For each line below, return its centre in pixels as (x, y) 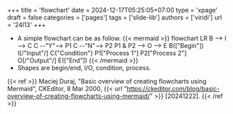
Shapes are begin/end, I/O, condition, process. (84, 68)
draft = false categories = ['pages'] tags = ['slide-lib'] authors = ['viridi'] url (115, 17)
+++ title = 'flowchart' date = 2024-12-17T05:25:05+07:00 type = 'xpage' (112, 10)
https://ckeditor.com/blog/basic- (173, 89)
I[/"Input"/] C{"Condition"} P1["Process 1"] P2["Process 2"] (102, 53)
